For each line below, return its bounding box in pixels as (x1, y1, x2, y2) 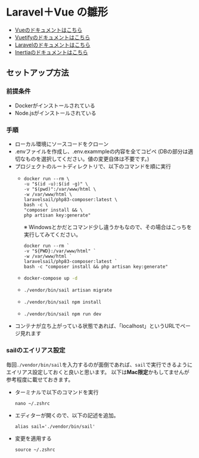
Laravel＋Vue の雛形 (6, 5, 108, 19)
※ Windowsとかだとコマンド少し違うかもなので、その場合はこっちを (23, 223, 192, 230)
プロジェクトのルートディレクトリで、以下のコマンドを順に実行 (14, 162, 172, 170)
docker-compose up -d (23, 275, 77, 281)
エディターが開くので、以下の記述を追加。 (14, 411, 119, 419)
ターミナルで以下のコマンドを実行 (14, 388, 99, 395)
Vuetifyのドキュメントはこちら (14, 33, 91, 41)
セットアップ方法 (6, 68, 69, 78)
